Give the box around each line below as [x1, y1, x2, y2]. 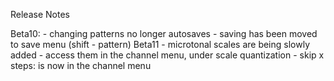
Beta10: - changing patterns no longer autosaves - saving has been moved [10, 28, 318, 39]
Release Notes [10, 9, 70, 20]
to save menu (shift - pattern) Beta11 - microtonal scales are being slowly [10, 39, 311, 50]
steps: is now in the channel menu [10, 60, 152, 71]
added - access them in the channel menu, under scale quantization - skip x [10, 49, 325, 61]
